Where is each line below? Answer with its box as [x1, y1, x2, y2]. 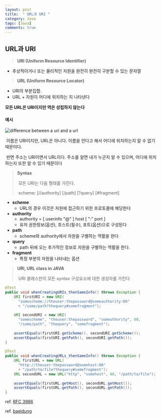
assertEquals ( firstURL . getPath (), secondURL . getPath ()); [14, 385, 132, 390]
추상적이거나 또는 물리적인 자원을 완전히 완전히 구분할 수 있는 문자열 [12, 68, 141, 74]
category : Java [5, 16, 36, 21]
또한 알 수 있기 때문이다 [18, 160, 62, 166]
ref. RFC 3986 [5, 399, 33, 405]
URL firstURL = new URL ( [14, 358, 64, 363]
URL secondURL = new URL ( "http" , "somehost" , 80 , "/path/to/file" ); [14, 372, 156, 376]
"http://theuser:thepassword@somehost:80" [18, 363, 106, 368]
